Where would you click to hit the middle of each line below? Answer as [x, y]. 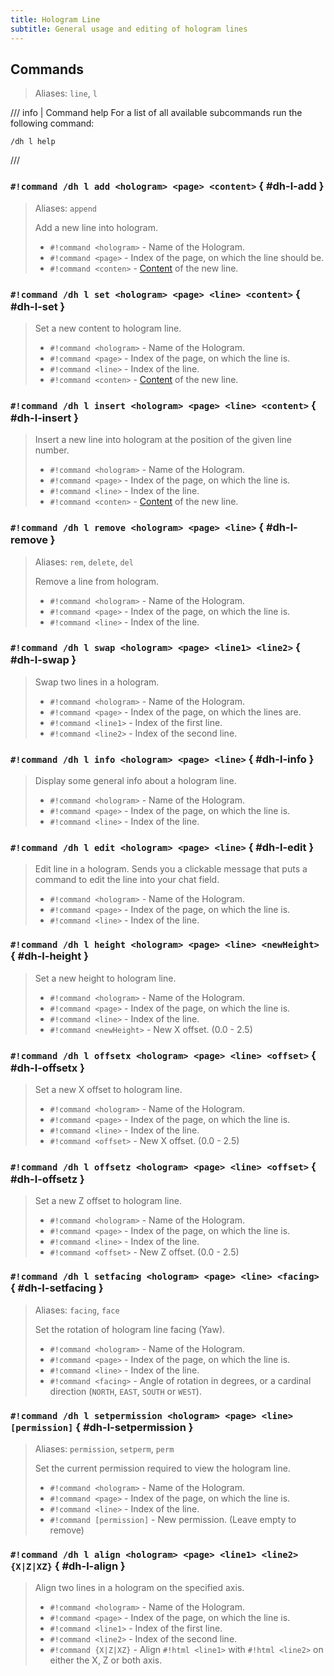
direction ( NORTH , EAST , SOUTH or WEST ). [125, 1391]
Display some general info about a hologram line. [135, 781]
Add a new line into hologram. [96, 227]
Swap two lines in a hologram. [97, 682]
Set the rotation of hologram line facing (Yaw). [130, 1329]
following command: [52, 123]
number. [52, 450]
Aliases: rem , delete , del [84, 562]
